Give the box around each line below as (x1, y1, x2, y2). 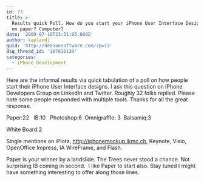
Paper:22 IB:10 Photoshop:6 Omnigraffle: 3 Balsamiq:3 (6, 113, 152, 121)
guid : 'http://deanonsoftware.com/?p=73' (6, 43, 113, 49)
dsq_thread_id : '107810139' (6, 49, 78, 55)
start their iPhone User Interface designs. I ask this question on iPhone (6, 83, 183, 90)
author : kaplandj (6, 37, 50, 43)
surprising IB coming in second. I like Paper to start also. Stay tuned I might (6, 162, 196, 169)
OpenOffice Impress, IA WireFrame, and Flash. (6, 144, 123, 151)
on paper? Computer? (12, 25, 64, 32)
